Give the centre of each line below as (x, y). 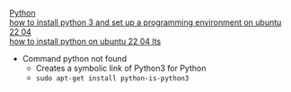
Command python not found (75, 59)
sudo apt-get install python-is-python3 (112, 79)
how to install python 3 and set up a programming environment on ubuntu (145, 22)
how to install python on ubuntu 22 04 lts (85, 41)
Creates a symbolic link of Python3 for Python (121, 68)
